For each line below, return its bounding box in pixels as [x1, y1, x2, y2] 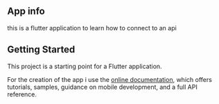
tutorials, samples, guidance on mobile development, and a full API [7, 83, 198, 91]
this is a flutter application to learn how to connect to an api [7, 23, 177, 32]
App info [7, 6, 45, 17]
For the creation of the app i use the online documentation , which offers [7, 75, 213, 83]
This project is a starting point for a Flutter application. [7, 62, 162, 70]
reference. [7, 90, 37, 98]
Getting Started [7, 44, 76, 56]
